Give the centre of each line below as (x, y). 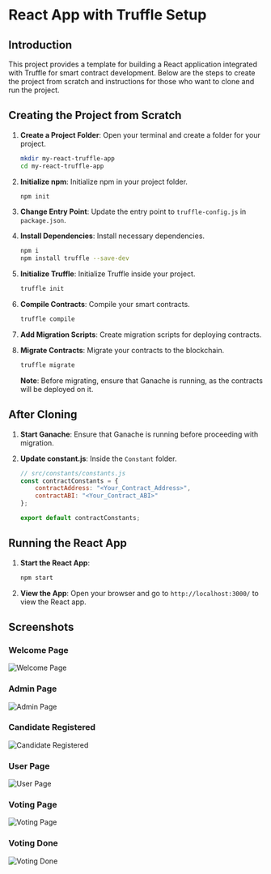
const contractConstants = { (69, 481)
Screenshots (41, 627)
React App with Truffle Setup (108, 15)
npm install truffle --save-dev (74, 258)
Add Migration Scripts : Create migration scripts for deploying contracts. (141, 335)
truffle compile (47, 319)
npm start (37, 578)
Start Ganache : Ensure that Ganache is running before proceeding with (139, 434)
